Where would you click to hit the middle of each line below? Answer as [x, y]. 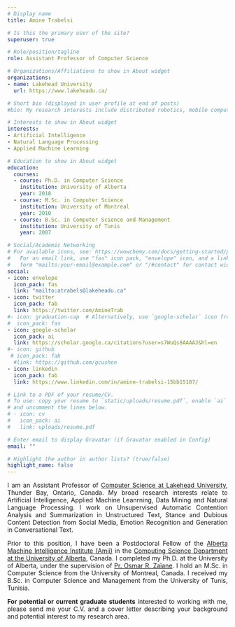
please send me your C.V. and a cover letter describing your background [117, 609]
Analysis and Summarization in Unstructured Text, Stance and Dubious [117, 515]
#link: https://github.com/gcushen [65, 362]
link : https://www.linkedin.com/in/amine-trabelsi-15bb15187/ [106, 382]
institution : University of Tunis [70, 226]
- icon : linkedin [33, 369]
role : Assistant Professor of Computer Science [78, 59]
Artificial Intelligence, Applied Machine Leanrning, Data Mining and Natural [117, 500]
